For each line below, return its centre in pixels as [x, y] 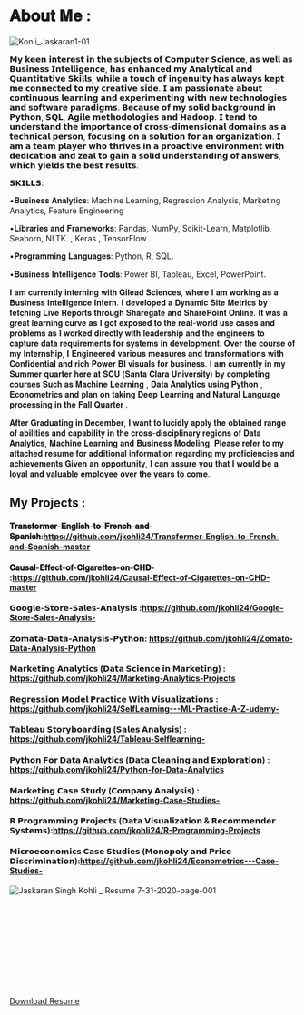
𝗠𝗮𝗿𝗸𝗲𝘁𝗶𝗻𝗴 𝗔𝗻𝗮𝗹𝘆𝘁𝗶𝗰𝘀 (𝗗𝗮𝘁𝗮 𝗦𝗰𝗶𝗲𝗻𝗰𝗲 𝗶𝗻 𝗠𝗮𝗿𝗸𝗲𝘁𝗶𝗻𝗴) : [118, 669]
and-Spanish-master [50, 547]
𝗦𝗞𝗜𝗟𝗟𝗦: [27, 182]
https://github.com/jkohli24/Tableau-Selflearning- [108, 739]
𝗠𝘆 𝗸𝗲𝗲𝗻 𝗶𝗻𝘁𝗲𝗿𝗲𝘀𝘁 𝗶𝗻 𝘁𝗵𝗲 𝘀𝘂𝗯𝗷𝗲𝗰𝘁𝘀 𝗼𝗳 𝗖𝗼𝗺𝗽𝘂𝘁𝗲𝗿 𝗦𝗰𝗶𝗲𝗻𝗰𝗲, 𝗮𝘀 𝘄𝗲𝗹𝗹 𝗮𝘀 [151, 59]
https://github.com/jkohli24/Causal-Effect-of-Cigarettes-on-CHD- [141, 577]
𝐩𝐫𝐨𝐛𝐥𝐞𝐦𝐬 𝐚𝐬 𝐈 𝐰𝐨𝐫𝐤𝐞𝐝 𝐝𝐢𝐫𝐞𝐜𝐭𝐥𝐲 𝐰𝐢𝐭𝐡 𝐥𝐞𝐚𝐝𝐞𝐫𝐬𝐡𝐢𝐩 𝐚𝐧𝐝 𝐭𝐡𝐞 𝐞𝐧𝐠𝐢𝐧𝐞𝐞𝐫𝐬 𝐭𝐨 [137, 333]
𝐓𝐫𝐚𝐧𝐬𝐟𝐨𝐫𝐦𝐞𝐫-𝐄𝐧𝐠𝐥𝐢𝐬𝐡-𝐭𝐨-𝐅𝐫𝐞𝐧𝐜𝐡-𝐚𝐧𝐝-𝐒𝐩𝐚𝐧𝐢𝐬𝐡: [81, 526]
